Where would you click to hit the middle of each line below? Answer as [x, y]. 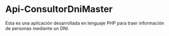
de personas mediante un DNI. [37, 28]
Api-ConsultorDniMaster [59, 9]
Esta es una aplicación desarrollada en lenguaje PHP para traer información [85, 23]
